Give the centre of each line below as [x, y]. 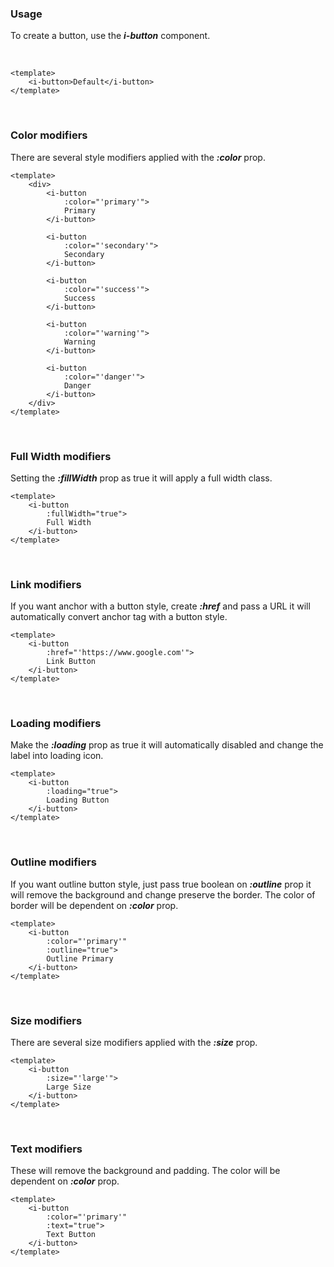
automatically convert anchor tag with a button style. [119, 617]
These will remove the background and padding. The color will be [145, 1171]
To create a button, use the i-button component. [110, 36]
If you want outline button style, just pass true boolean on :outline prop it [161, 884]
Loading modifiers [56, 724]
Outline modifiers [53, 862]
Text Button [71, 1235]
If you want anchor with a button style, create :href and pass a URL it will [160, 606]
